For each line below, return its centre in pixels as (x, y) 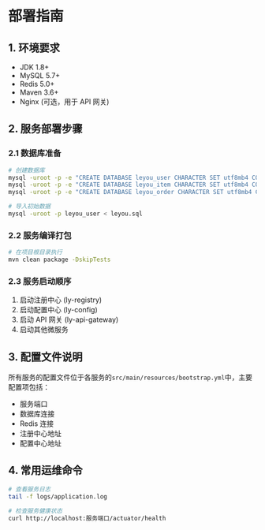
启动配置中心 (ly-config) (58, 310)
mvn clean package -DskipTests (60, 260)
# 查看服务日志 (30, 489)
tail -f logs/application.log (58, 496)
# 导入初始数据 (30, 207)
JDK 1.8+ (34, 67)
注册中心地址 (40, 434)
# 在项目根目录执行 (35, 252)
